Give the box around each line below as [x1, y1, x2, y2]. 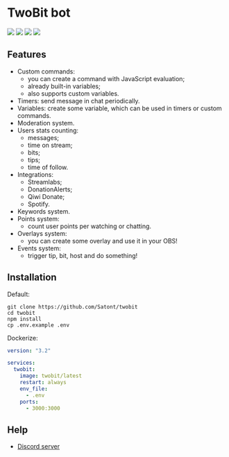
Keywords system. [17, 207, 71, 216]
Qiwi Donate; [27, 192, 65, 200]
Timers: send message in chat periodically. [17, 96, 140, 105]
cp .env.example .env [7, 321, 70, 329]
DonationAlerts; [27, 185, 73, 193]
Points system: [17, 214, 60, 223]
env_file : [19, 385, 49, 393]
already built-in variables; [27, 82, 101, 90]
